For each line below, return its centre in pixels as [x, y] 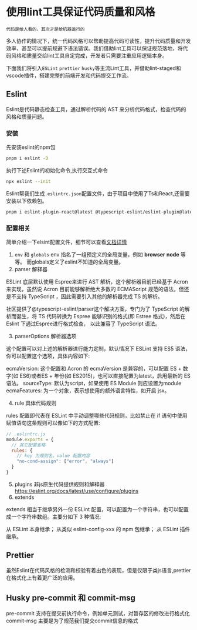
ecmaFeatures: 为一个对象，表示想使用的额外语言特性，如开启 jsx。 [88, 390]
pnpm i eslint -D [27, 159]
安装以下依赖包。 [27, 201]
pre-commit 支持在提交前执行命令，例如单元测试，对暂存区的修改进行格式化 [98, 613]
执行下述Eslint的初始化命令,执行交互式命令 [57, 170]
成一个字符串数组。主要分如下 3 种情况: [54, 516]
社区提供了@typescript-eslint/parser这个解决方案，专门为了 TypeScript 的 [95, 309]
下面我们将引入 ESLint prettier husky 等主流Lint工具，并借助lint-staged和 [94, 68]
